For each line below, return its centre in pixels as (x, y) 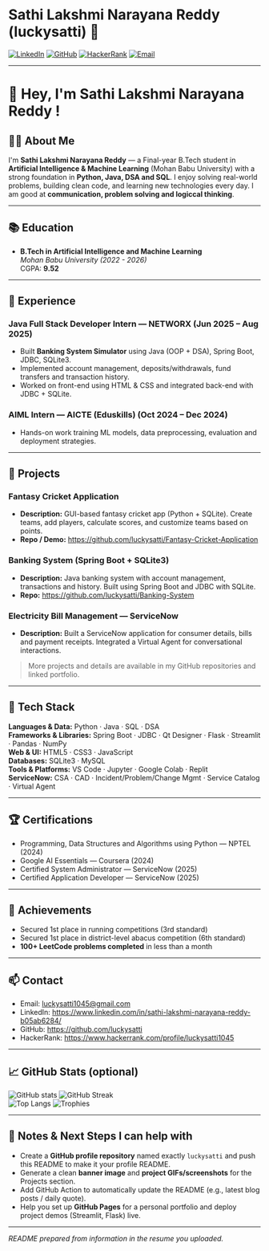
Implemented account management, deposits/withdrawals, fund (125, 369)
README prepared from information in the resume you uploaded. (116, 1238)
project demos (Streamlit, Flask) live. (80, 1215)
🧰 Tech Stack (42, 707)
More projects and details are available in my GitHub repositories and (142, 666)
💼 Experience (42, 302)
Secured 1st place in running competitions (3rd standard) (114, 930)
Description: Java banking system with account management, (123, 578)
